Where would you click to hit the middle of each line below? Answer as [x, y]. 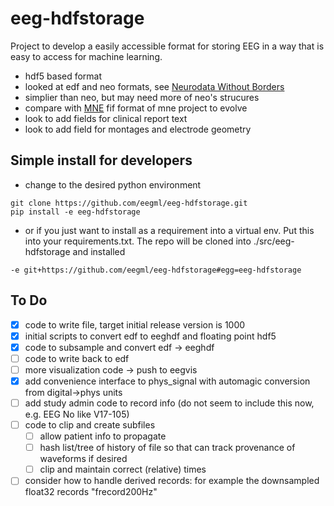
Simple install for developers [101, 160]
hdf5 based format [63, 76]
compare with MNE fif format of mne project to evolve [136, 108]
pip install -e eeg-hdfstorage [75, 212]
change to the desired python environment [113, 184]
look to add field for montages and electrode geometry [138, 129]
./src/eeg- [274, 241]
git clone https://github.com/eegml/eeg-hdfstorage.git [129, 203]
